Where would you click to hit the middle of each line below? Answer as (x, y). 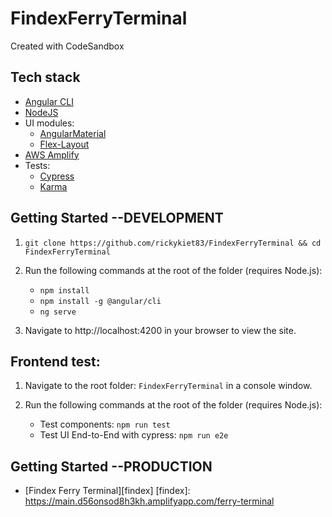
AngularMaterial (73, 133)
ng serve (58, 312)
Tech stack (45, 77)
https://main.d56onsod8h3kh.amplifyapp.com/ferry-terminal (149, 501)
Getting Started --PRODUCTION (111, 466)
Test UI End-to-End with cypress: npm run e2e (134, 435)
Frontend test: (55, 361)
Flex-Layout (64, 144)
